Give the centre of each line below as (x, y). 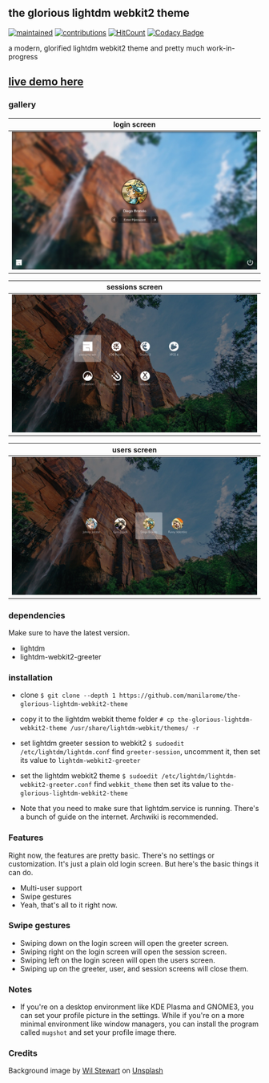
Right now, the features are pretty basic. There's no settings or (111, 855)
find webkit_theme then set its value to (156, 785)
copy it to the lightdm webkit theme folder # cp (97, 719)
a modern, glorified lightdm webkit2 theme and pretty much (107, 48)
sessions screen (134, 287)
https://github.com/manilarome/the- (180, 696)
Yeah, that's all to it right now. (68, 905)
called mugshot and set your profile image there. (98, 1032)
